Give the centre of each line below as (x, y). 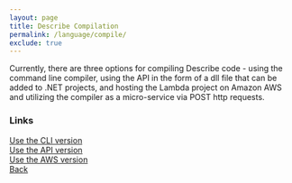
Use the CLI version (46, 140)
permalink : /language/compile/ (68, 34)
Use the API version (46, 150)
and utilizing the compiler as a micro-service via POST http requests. (137, 97)
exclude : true (36, 43)
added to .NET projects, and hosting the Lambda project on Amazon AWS (146, 87)
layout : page (34, 18)
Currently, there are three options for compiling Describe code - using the (146, 69)
